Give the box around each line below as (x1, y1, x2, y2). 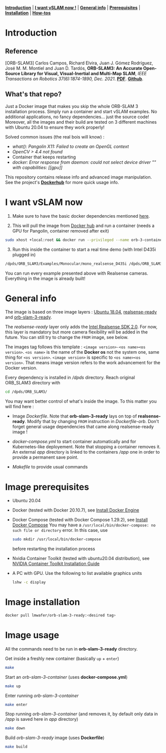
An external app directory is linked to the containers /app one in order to (12, 449, 160, 455)
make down (5, 726, 26, 731)
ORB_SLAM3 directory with (5, 380, 61, 386)
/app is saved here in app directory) (5, 716, 79, 722)
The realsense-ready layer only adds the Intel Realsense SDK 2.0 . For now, (5, 324, 158, 330)
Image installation (5, 597, 80, 608)
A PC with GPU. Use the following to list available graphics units (12, 570, 142, 576)
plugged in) (12, 251, 36, 257)
